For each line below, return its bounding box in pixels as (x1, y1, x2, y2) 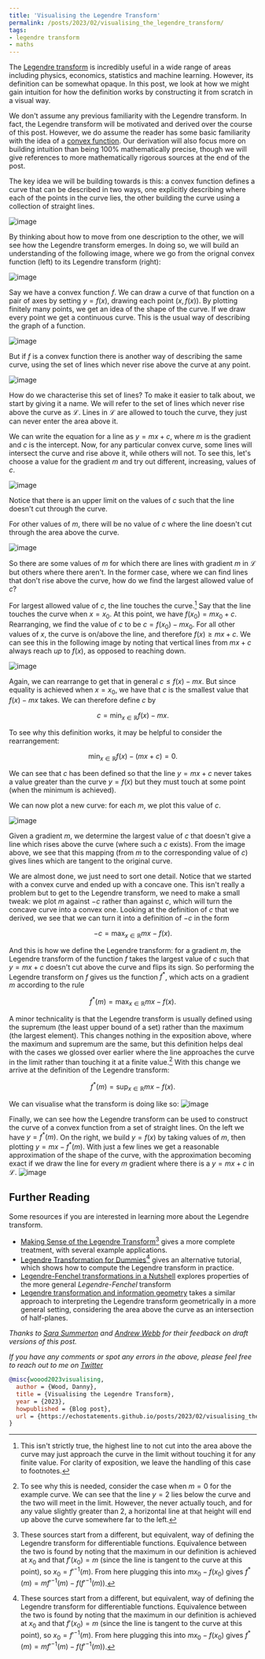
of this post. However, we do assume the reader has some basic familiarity (9, 127, 251, 138)
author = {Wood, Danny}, (16, 1383, 98, 1391)
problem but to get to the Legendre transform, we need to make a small (9, 888, 241, 897)
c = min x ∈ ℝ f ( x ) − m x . (96, 711, 170, 722)
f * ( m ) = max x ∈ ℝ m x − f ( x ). (90, 996, 176, 1008)
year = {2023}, (16, 1398, 66, 1406)
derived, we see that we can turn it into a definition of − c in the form (9, 913, 230, 922)
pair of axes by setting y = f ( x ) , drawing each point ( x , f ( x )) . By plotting (9, 296, 238, 305)
